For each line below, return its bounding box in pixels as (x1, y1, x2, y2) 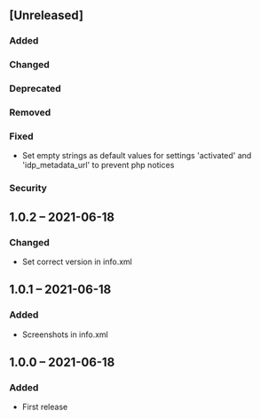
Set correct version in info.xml (21, 256, 133, 267)
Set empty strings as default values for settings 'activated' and (21, 150, 252, 161)
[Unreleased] (9, 8, 84, 23)
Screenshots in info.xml (21, 329, 109, 340)
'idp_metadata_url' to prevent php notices (21, 160, 175, 171)
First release (21, 401, 68, 413)
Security (9, 182, 47, 195)
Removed (9, 107, 51, 119)
